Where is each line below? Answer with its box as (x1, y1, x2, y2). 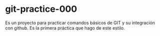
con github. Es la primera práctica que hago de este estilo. (5, 25, 125, 31)
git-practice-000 (5, 3, 77, 15)
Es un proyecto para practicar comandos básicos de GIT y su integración (5, 20, 156, 26)
